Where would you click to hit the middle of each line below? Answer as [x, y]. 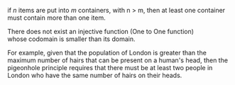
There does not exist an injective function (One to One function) [100, 32]
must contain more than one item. [57, 18]
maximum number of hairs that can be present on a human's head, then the [118, 60]
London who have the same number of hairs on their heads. [95, 75]
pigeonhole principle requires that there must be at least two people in [110, 68]
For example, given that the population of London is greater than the [107, 53]
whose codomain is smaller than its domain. [71, 39]
